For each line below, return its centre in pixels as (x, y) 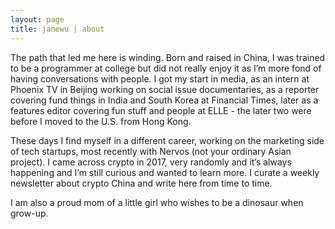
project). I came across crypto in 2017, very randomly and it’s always (151, 162)
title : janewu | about (57, 29)
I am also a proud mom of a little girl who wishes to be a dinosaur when (157, 202)
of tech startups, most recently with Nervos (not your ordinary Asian (151, 151)
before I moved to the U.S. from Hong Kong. (101, 121)
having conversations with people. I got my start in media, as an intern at (160, 78)
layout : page (37, 19)
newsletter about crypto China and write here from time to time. (141, 183)
